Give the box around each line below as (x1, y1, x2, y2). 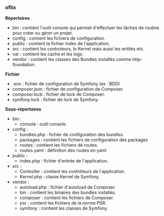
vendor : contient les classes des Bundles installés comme (12, 56, 132, 62)
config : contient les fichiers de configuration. (12, 35, 105, 41)
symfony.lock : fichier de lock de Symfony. (12, 97, 99, 103)
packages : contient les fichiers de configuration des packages (19, 137, 148, 143)
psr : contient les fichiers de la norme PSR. (19, 200, 107, 206)
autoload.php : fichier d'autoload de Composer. (19, 184, 116, 190)
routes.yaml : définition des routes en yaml (19, 148, 107, 154)
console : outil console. (19, 121, 67, 127)
